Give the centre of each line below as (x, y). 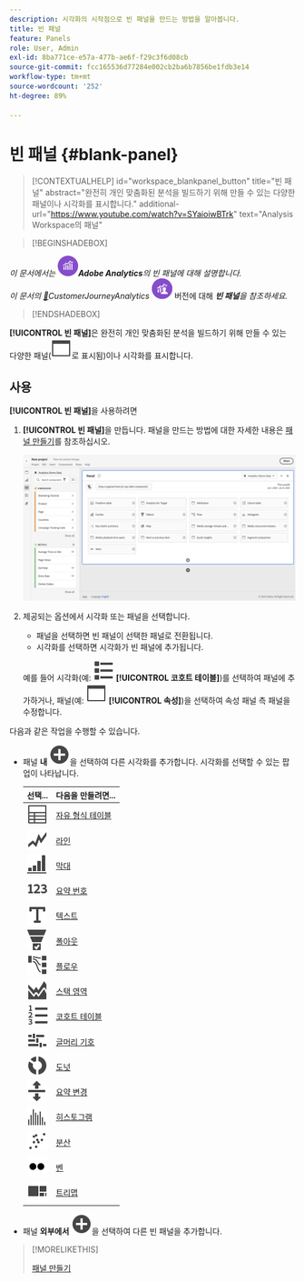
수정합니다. (42, 712)
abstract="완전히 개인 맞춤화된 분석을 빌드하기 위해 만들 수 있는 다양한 (170, 193)
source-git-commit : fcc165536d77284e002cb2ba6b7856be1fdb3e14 (129, 67)
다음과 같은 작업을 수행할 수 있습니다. (75, 731)
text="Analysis (266, 215)
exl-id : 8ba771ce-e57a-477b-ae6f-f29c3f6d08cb (99, 58)
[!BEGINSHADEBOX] (69, 243)
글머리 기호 (75, 1042)
